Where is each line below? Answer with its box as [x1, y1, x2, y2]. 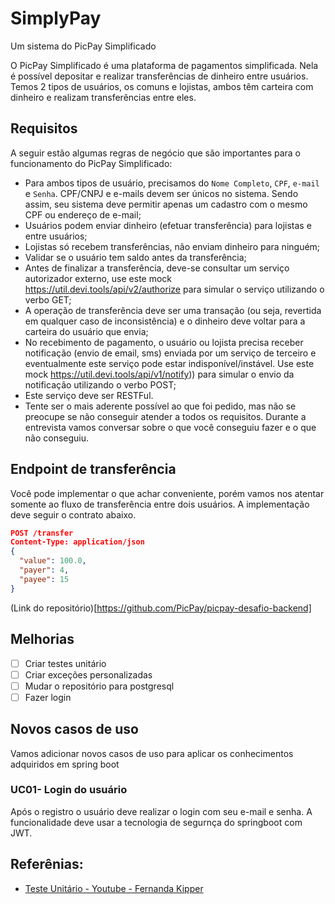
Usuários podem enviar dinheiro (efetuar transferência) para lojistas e [24, 219, 312, 231]
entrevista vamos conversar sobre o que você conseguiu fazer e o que [24, 421, 317, 433]
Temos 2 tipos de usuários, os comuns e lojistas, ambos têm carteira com [10, 80, 314, 92]
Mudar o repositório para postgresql [24, 680, 175, 692]
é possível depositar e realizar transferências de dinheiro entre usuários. [10, 70, 309, 82]
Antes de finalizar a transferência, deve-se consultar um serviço [24, 262, 290, 274]
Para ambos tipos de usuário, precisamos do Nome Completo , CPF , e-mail [24, 177, 320, 189]
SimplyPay [10, 7, 102, 30]
